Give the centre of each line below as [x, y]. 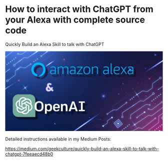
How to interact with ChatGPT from [79, 9]
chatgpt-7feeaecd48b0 [29, 154]
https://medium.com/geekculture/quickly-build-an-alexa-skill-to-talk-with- [82, 148]
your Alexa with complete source [75, 20]
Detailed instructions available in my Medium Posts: [58, 139]
